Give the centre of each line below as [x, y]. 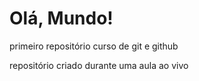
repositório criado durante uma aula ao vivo [99, 65]
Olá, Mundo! [61, 18]
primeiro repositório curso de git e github [94, 46]
